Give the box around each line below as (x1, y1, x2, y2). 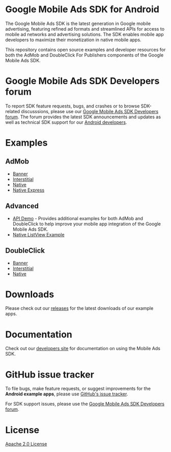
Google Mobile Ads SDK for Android (5, 4, 159, 15)
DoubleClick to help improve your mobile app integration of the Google (12, 221, 161, 227)
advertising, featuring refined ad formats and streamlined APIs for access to (5, 25, 164, 32)
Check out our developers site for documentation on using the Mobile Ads (5, 345, 160, 352)
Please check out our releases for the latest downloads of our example (5, 305, 154, 311)
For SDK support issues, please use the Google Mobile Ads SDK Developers (5, 401, 164, 407)
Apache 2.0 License (5, 441, 47, 447)
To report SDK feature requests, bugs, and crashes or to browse (5, 103, 140, 109)
